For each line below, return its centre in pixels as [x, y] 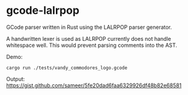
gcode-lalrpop [43, 11]
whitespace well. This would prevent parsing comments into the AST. [92, 45]
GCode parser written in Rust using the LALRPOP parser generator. [89, 27]
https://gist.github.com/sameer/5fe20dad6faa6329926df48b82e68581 [94, 85]
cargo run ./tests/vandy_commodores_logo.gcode [67, 68]
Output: [16, 79]
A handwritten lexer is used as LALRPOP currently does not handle [89, 38]
